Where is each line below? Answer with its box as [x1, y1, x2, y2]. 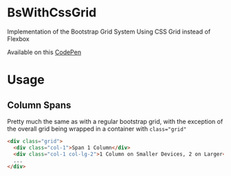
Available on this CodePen [7, 48, 81, 56]
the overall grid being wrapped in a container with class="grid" [7, 125, 187, 133]
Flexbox [7, 34, 30, 42]
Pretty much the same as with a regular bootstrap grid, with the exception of [7, 117, 223, 125]
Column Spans [7, 99, 71, 111]
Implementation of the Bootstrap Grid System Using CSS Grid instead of [7, 27, 211, 36]
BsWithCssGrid [7, 5, 97, 21]
